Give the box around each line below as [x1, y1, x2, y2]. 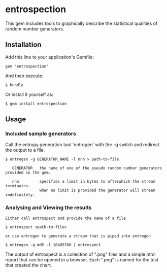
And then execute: [5, 73, 44, 79]
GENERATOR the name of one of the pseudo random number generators [12, 166, 162, 171]
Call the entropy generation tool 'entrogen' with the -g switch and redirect [5, 142, 160, 148]
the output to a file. [5, 147, 45, 153]
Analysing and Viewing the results [5, 204, 92, 211]
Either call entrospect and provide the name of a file [5, 216, 126, 221]
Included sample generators [5, 130, 76, 138]
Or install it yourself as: [5, 91, 53, 97]
